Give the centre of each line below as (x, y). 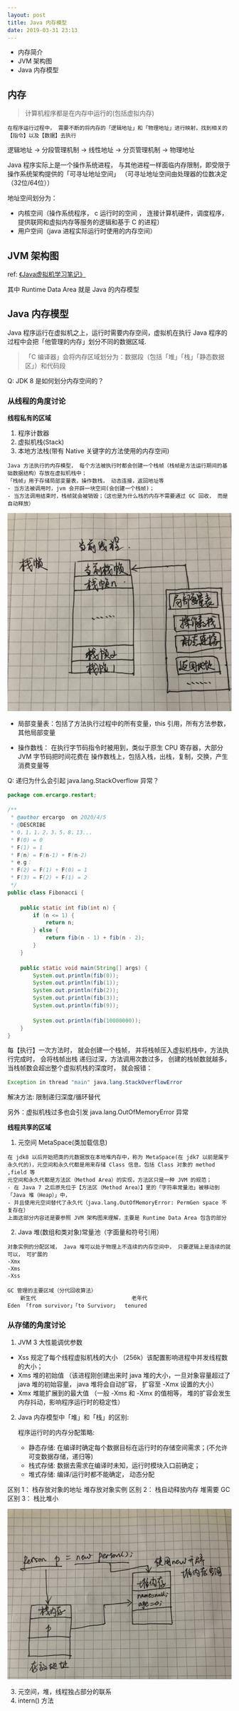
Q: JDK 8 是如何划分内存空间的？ (56, 380)
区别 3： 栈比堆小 (33, 1498)
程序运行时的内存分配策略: (56, 1432)
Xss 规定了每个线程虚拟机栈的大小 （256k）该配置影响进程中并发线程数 (123, 1357)
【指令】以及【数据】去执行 (42, 136)
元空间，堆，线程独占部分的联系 (64, 1691)
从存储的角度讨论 (37, 1326)
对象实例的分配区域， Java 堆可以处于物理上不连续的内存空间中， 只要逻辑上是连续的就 (119, 1247)
